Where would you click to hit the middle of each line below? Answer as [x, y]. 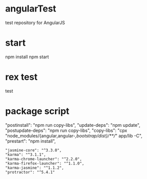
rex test [21, 77]
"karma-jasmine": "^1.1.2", [35, 168]
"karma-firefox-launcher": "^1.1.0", [45, 163]
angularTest [31, 9]
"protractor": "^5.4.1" [30, 172]
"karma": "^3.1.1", [26, 154]
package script [37, 111]
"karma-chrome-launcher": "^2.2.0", [44, 159]
